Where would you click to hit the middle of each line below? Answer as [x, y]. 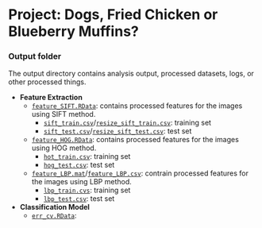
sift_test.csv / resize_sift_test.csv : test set [118, 131]
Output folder [35, 56]
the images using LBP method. [82, 182]
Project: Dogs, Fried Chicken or [113, 15]
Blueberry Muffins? [73, 31]
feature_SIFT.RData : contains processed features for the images [137, 106]
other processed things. [47, 82]
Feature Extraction [51, 98]
